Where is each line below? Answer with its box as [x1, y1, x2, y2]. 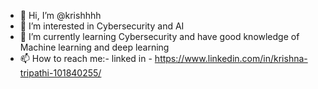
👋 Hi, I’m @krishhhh [19, 10, 102, 21]
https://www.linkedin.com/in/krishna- [154, 53, 308, 64]
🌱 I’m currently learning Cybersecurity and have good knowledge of [19, 31, 300, 42]
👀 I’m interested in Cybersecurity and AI [19, 20, 185, 32]
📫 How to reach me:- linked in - [19, 53, 153, 64]
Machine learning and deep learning [19, 41, 170, 53]
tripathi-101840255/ [19, 67, 102, 79]
